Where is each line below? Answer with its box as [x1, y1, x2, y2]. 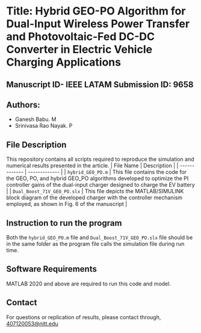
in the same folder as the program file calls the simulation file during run [6, 240, 185, 247]
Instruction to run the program [6, 218, 122, 228]
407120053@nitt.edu [6, 320, 58, 327]
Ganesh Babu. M [14, 116, 57, 123]
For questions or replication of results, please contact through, [6, 313, 161, 320]
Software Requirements [6, 264, 97, 275]
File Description [6, 140, 67, 150]
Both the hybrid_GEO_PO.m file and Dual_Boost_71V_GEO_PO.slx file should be [6, 234, 193, 241]
